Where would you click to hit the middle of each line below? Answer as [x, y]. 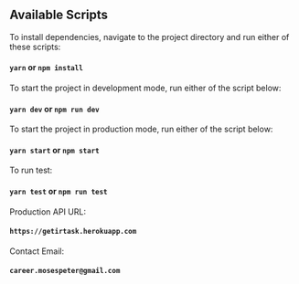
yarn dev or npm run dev [54, 109]
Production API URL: [48, 211]
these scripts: [35, 47]
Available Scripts [59, 15]
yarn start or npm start [54, 150]
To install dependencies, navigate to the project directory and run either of [149, 37]
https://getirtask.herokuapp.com [73, 232]
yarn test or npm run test [59, 192]
